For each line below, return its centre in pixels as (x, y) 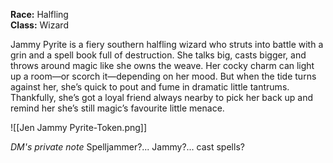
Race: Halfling (39, 14)
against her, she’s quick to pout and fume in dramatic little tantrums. (150, 87)
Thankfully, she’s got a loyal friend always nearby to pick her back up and (162, 97)
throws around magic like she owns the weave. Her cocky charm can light (162, 65)
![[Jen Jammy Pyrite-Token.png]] (79, 127)
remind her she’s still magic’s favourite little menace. (117, 108)
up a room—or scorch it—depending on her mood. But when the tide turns (163, 76)
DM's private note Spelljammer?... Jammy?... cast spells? (127, 147)
